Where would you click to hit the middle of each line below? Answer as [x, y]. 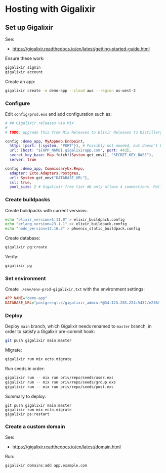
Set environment [25, 278]
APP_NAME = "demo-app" [26, 298]
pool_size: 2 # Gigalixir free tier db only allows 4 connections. [81, 187]
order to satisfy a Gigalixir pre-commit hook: [50, 331]
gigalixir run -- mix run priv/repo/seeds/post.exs [59, 387]
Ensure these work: [25, 58]
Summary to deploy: [26, 396]
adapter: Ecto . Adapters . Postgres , [45, 173]
